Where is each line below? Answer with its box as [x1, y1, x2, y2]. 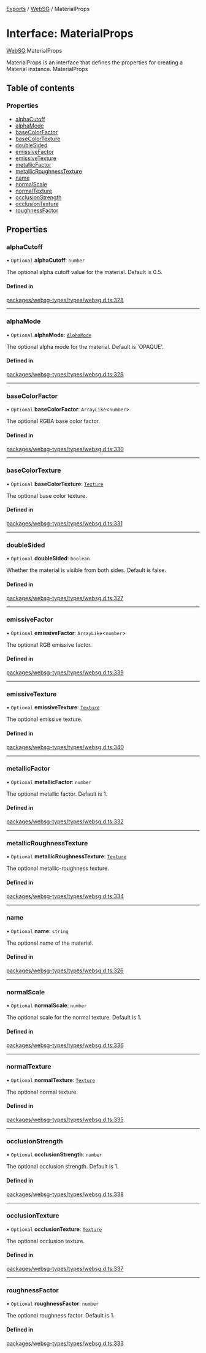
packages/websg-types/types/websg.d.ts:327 [6, 594, 124, 601]
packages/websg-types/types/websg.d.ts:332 [6, 818, 124, 825]
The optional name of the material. [6, 939, 93, 947]
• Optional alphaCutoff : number [6, 257, 85, 264]
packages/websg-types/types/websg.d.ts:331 [6, 520, 123, 527]
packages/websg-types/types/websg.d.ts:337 [6, 1265, 124, 1273]
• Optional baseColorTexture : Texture [6, 480, 104, 487]
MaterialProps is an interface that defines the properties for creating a [6, 58, 183, 66]
